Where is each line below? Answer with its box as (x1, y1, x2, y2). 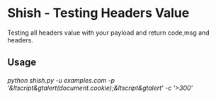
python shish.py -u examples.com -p (7, 76, 115, 84)
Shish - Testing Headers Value (7, 5, 190, 21)
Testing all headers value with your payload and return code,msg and (7, 28, 210, 37)
